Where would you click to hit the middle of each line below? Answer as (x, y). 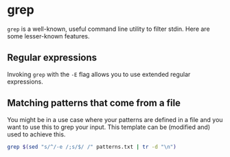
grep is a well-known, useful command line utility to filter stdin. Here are (109, 29)
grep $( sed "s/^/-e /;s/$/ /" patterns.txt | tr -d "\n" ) (92, 147)
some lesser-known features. (48, 36)
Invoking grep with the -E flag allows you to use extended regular (99, 74)
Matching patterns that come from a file (94, 103)
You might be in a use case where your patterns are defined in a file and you (115, 119)
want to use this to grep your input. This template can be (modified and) (109, 127)
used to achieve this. (36, 134)
